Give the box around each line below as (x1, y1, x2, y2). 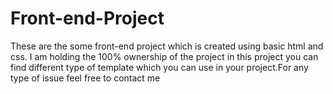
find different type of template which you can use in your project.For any (10, 61, 309, 73)
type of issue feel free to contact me (10, 72, 161, 84)
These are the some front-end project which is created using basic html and (10, 40, 324, 52)
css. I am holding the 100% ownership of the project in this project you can (10, 50, 319, 62)
